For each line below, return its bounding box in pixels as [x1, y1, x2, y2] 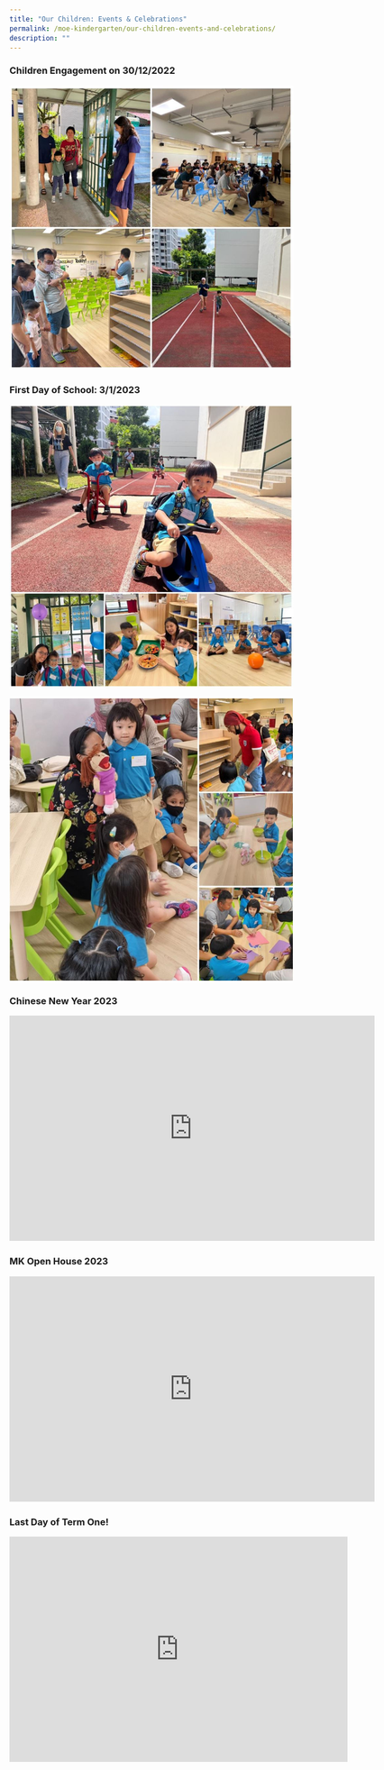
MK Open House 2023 [9, 1255, 109, 1268]
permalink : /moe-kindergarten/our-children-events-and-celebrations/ [9, 23, 277, 33]
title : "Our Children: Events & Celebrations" [9, 14, 187, 23]
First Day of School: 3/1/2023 [9, 383, 141, 396]
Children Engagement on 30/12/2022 [9, 64, 176, 77]
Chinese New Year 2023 [9, 995, 118, 1008]
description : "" [9, 33, 70, 42]
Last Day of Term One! [9, 1515, 109, 1528]
